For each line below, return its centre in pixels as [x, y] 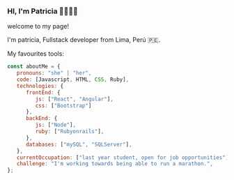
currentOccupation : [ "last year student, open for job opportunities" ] [123, 157]
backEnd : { [41, 119]
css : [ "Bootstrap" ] [63, 105]
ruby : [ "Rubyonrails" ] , [70, 132]
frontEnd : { [43, 92]
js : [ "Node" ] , [56, 125]
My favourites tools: [36, 54]
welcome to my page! [38, 27]
